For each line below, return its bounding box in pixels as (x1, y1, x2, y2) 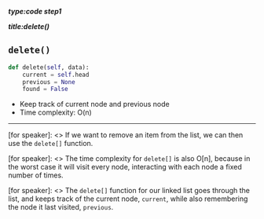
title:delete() (8, 22, 49, 31)
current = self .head (22, 71, 90, 78)
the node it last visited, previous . (8, 203, 114, 212)
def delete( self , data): (8, 63, 90, 71)
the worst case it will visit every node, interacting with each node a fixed (8, 162, 242, 172)
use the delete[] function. (8, 139, 93, 148)
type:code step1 (8, 7, 62, 16)
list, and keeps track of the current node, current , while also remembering (8, 194, 248, 203)
